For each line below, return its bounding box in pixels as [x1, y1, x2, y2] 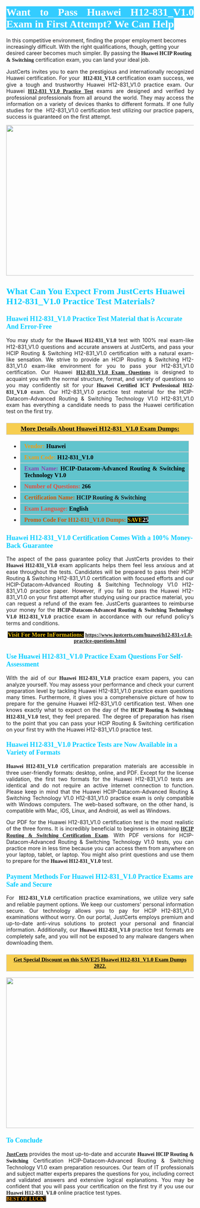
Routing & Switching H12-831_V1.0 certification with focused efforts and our [6, 575, 194, 582]
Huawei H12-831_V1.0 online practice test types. [6, 1189, 122, 1196]
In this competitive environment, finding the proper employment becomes [6, 36, 187, 44]
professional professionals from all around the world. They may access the [6, 94, 194, 101]
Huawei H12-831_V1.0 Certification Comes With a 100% [6, 533, 170, 542]
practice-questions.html [73, 638, 127, 644]
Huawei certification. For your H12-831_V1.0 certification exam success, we [6, 74, 194, 82]
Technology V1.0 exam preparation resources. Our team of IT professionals [6, 1163, 194, 1171]
